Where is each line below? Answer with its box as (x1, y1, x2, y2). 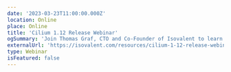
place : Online (7, 23, 48, 29)
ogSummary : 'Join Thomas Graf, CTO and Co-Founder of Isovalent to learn (7, 36, 223, 43)
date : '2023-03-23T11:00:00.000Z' (7, 10, 107, 17)
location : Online (7, 16, 57, 23)
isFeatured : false (7, 55, 60, 62)
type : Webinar (7, 49, 48, 56)
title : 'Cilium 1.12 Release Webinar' (7, 29, 118, 36)
